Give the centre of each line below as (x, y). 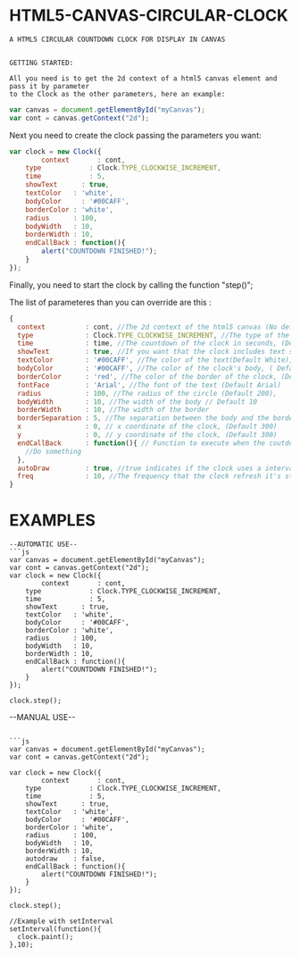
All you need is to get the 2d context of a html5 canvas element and (143, 78)
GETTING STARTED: (42, 63)
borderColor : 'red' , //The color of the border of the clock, (147, 376)
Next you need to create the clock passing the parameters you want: (135, 135)
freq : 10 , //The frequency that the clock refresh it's (149, 476)
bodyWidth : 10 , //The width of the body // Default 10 (137, 402)
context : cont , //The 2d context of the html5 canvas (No (147, 327)
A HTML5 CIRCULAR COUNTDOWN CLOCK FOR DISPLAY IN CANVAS (117, 39)
